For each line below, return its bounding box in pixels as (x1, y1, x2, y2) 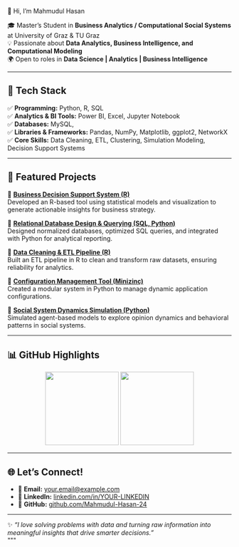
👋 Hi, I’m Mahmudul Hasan (7, 7, 85, 15)
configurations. (7, 292, 52, 301)
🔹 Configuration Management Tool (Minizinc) (7, 276, 144, 285)
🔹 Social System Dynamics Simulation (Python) (7, 306, 150, 314)
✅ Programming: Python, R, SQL (7, 103, 104, 112)
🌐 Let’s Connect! (7, 466, 84, 478)
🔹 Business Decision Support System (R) (7, 189, 130, 199)
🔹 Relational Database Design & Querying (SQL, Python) (7, 219, 176, 227)
